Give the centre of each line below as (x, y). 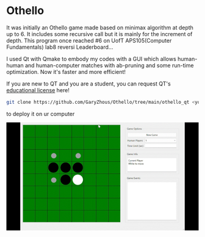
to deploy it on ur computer (41, 114)
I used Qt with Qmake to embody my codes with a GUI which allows (92, 59)
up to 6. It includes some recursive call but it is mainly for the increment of (99, 34)
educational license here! (38, 90)
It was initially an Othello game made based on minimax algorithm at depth (100, 27)
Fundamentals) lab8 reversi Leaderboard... (60, 47)
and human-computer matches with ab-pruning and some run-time (109, 65)
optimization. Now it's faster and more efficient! (66, 71)
